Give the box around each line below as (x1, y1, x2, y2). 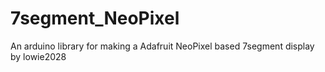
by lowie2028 (10, 50, 67, 62)
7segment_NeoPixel (10, 7, 180, 30)
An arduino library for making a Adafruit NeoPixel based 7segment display (10, 40, 315, 52)
